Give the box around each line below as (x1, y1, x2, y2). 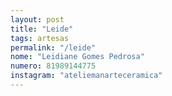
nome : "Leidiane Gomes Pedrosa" (10, 52, 145, 62)
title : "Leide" (10, 24, 74, 34)
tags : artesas (10, 33, 70, 43)
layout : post (10, 14, 65, 25)
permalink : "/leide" (10, 42, 97, 53)
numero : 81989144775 (10, 61, 97, 71)
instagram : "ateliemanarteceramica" (10, 71, 163, 81)
